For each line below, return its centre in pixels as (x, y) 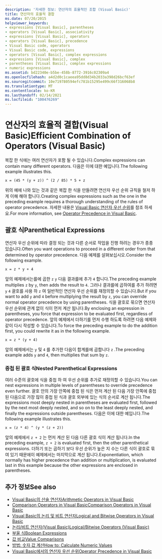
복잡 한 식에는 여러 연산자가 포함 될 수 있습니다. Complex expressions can (75, 160)
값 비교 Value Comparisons (38, 539)
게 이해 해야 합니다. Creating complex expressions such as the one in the (76, 196)
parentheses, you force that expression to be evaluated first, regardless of (79, 314)
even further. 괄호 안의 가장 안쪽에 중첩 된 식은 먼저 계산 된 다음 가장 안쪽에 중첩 (81, 391)
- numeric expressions (28, 68)
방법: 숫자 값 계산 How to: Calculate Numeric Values (62, 545)
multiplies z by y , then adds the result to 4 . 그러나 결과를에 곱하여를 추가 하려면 (81, 285)
